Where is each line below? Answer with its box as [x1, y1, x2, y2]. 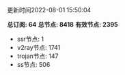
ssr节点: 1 [16, 35, 44, 43]
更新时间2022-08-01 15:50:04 [7, 6, 92, 14]
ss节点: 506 [16, 61, 51, 68]
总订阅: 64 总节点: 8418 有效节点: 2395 [7, 20, 118, 29]
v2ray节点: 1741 [16, 44, 61, 51]
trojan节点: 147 [16, 52, 59, 60]
